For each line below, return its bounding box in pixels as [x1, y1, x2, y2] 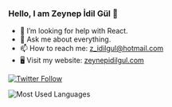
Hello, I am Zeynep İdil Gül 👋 [8, 8, 118, 19]
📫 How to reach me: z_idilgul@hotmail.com [19, 44, 164, 53]
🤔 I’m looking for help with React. [19, 26, 129, 36]
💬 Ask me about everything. [19, 34, 111, 44]
